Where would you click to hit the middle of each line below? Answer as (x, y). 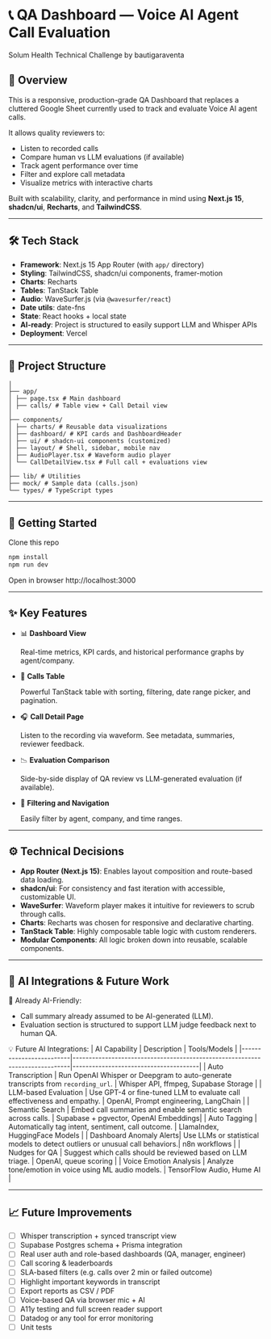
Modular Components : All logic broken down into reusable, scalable (133, 940)
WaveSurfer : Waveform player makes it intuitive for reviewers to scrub (138, 905)
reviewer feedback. (52, 743)
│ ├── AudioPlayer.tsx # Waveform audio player (90, 455)
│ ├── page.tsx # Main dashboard (65, 399)
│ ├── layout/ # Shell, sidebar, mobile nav (84, 448)
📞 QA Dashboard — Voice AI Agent (124, 15)
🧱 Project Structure (57, 366)
